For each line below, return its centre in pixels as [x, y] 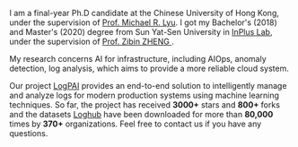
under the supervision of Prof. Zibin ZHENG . [92, 41]
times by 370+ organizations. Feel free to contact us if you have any [136, 124]
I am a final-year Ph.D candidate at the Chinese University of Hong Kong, [145, 13]
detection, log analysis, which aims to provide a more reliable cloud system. [149, 68]
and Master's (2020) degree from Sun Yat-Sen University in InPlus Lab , [141, 32]
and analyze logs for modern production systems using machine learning [145, 95]
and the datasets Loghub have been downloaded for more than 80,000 [141, 114]
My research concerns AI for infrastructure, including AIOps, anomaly [138, 59]
